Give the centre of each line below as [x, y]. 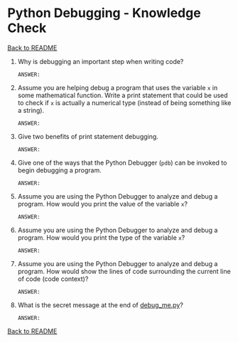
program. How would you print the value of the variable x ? [103, 204]
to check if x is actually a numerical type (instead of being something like [124, 103]
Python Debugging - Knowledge [104, 13]
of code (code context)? [53, 279]
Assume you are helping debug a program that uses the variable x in [118, 87]
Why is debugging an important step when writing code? [101, 61]
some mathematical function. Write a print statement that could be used [123, 95]
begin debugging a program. [59, 170]
